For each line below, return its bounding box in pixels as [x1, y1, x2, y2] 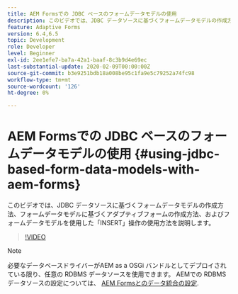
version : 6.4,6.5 [7, 30, 59, 38]
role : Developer [7, 43, 55, 50]
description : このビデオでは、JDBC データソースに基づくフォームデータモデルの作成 [7, 17, 228, 24]
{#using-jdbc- [134, 146, 220, 162]
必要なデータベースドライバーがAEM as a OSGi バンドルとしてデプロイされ [7, 261, 227, 270]
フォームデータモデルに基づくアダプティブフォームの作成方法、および [19, 210, 225, 218]
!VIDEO [24, 233, 46, 242]
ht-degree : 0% [7, 89, 50, 96]
